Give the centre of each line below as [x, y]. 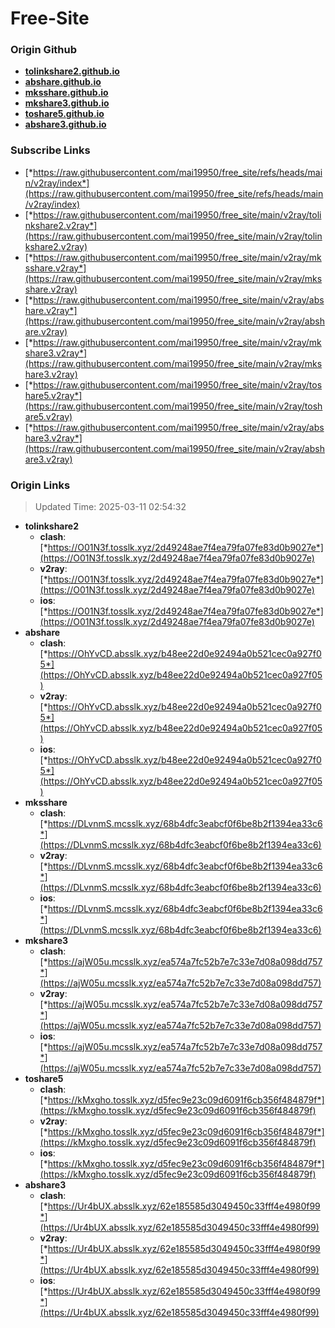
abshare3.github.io [65, 124]
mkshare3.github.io [67, 103]
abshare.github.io [63, 82]
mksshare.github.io [66, 93]
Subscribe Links [50, 150]
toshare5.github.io [64, 114]
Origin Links [40, 485]
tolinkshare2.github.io [72, 71]
